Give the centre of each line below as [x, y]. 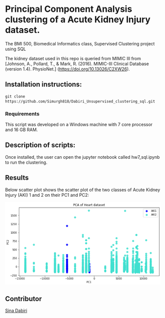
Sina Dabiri [16, 311]
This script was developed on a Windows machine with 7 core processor [79, 125]
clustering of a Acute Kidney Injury [78, 19]
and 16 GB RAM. [21, 130]
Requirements [22, 113]
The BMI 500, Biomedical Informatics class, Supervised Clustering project [80, 43]
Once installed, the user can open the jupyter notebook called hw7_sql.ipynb [82, 157]
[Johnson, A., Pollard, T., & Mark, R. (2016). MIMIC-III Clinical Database [77, 64]
